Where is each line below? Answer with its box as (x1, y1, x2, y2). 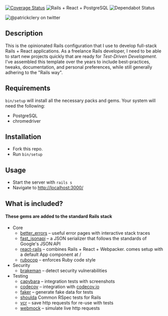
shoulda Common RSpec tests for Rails (20, 294, 101, 300)
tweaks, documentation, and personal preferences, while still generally (5, 64, 152, 70)
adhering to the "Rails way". (5, 69, 63, 75)
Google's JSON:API (20, 240, 61, 247)
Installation (5, 133, 41, 141)
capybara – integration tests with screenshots (20, 278, 115, 284)
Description (5, 29, 43, 38)
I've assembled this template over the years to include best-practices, (5, 59, 150, 65)
